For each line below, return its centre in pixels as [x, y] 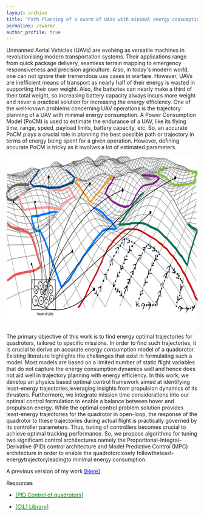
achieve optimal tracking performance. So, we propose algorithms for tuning [102, 434]
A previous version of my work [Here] [53, 472]
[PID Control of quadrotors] [49, 495]
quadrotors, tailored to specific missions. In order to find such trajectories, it [101, 343]
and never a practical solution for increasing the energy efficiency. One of [99, 102]
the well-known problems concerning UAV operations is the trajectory [93, 108]
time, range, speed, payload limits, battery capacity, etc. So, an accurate [97, 128]
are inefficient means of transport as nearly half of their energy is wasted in [101, 83]
